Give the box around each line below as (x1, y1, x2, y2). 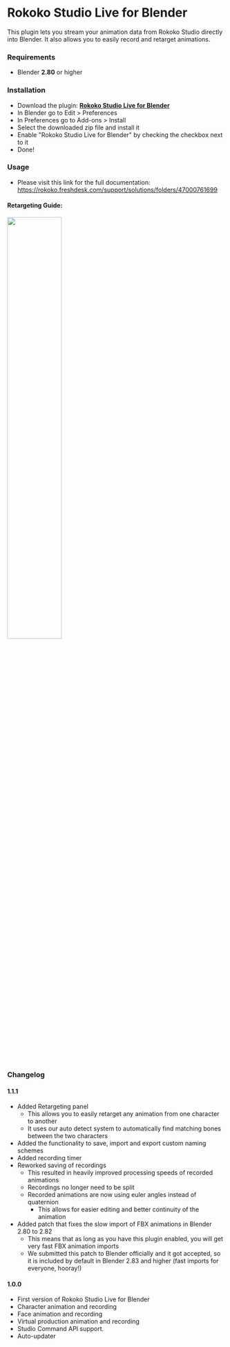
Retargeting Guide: (7, 201, 63, 210)
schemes (17, 1146, 44, 1155)
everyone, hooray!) (27, 1264, 82, 1272)
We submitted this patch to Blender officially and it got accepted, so (27, 1249, 221, 1258)
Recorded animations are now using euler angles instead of (27, 1191, 197, 1199)
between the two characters (27, 1132, 108, 1140)
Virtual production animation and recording (17, 1317, 140, 1326)
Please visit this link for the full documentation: (17, 178, 151, 186)
